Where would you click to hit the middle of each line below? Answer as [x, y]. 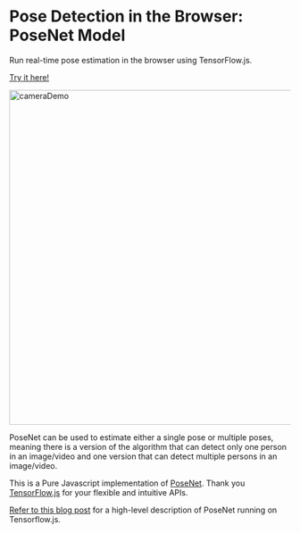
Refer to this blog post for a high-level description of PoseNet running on [143, 510]
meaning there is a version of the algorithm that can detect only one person [148, 446]
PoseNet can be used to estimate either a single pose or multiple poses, [142, 437]
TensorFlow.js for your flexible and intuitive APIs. [99, 492]
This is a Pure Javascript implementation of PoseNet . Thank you [127, 483]
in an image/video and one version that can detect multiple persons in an [143, 456]
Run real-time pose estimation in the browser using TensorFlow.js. [131, 60]
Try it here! [29, 77]
